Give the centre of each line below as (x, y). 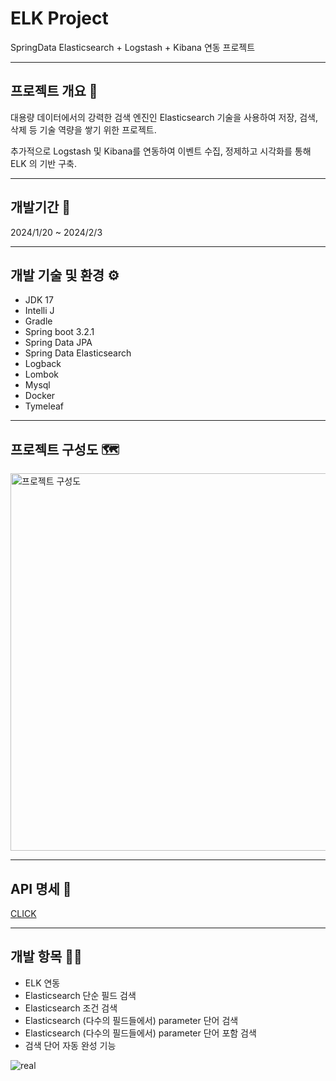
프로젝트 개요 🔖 (54, 91)
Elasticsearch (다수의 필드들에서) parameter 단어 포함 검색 (140, 1033)
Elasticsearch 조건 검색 (71, 1008)
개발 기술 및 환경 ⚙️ (65, 275)
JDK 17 (39, 300)
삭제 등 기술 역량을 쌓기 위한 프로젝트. (83, 129)
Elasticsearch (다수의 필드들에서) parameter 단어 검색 (131, 1020)
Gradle (38, 321)
